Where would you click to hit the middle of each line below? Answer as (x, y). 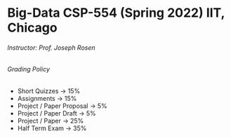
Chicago (32, 28)
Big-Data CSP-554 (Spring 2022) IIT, (116, 13)
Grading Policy (29, 69)
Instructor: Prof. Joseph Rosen (52, 48)
